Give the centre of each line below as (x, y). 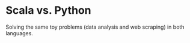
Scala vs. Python (48, 10)
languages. (20, 33)
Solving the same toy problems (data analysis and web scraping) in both (95, 27)
